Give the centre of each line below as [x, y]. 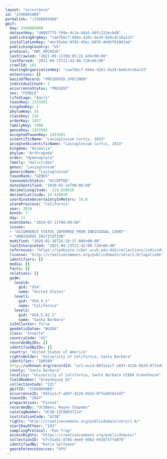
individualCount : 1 [30, 84]
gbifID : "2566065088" [32, 389]
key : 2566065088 [26, 28]
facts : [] [20, 269]
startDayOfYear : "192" [33, 426]
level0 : [22, 282]
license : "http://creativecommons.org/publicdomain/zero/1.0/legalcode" [86, 255]
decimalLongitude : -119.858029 [42, 190]
